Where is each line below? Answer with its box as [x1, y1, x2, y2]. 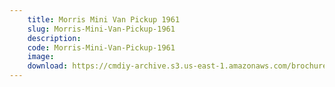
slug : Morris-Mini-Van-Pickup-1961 [27, 24, 176, 34]
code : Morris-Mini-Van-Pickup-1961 [27, 42, 176, 53]
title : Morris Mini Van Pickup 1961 [27, 14, 181, 25]
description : [27, 33, 82, 43]
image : [27, 52, 55, 62]
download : [27, 61, 69, 71]
